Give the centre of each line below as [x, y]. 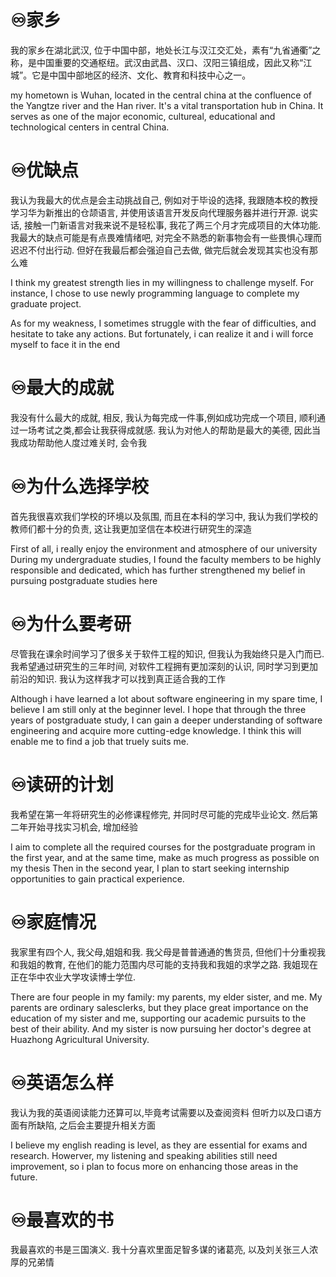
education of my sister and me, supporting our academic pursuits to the [158, 1018]
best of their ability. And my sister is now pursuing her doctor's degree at [161, 1028]
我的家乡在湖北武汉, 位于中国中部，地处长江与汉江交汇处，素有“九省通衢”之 [166, 50]
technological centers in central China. [90, 127]
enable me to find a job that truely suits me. [100, 741]
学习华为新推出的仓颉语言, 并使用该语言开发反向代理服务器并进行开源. [154, 212]
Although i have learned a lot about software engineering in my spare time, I [166, 698]
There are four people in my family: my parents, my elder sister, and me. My [166, 997]
